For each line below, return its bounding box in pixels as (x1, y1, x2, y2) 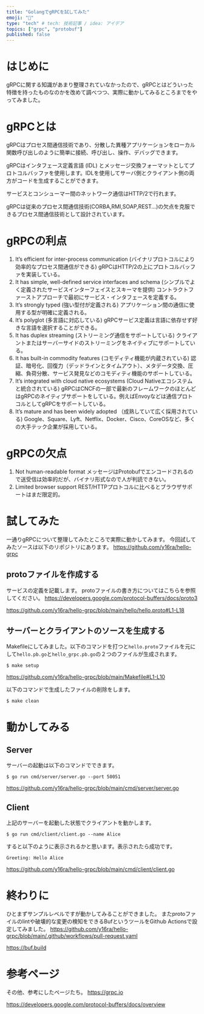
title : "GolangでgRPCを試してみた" (6, 9, 90, 15)
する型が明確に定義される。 (20, 308, 90, 316)
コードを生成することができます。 (16, 177, 102, 184)
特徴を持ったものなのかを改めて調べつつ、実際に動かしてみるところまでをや (6, 89, 198, 96)
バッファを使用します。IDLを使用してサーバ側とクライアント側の (27, 169, 189, 177)
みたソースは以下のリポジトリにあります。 (6, 543, 112, 550)
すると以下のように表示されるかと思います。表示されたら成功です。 (6, 843, 176, 850)
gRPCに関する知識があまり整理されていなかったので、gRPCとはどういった (6, 81, 194, 88)
